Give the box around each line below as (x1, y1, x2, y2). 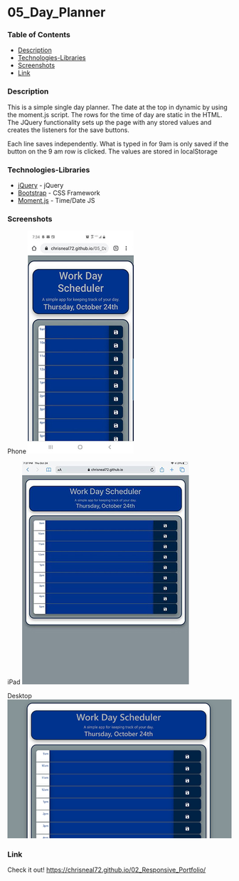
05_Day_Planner (7, 4, 106, 21)
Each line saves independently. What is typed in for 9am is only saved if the (7, 139, 229, 148)
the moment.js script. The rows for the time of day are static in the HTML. (7, 110, 223, 119)
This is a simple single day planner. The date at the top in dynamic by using (7, 103, 228, 111)
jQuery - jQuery (17, 181, 64, 190)
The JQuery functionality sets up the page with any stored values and (7, 118, 212, 126)
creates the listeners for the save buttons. (7, 126, 129, 134)
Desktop (7, 692, 32, 700)
